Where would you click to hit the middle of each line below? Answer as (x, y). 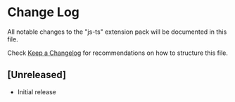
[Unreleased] (37, 75)
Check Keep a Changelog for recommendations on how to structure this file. (118, 53)
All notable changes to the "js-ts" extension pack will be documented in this (117, 32)
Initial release (37, 91)
